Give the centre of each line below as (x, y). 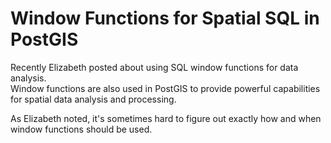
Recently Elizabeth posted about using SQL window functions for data (154, 67)
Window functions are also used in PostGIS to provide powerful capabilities (165, 88)
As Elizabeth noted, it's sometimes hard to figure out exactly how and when (166, 118)
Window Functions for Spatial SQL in (165, 18)
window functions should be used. (81, 129)
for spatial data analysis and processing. (93, 99)
